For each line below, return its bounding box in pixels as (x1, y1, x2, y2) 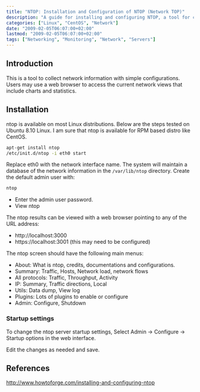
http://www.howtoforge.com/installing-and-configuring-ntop (6, 379, 155, 386)
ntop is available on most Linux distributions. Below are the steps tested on (6, 120, 190, 127)
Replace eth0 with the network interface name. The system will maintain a (6, 161, 187, 168)
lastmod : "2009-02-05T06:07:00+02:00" (6, 31, 102, 37)
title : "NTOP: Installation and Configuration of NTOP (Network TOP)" (6, 8, 185, 15)
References (6, 363, 50, 373)
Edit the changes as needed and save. (6, 346, 100, 353)
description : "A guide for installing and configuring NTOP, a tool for (6, 14, 190, 20)
